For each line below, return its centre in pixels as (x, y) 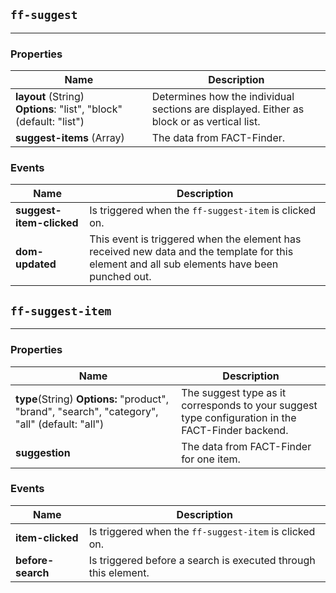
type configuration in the (239, 417)
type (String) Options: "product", (92, 399)
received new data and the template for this (191, 252)
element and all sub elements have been (184, 264)
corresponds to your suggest (249, 405)
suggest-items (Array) (70, 138)
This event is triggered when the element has (195, 239)
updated (36, 264)
